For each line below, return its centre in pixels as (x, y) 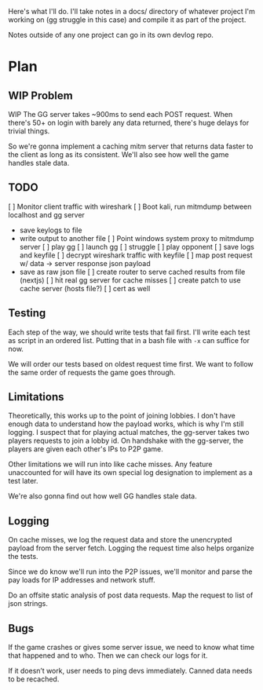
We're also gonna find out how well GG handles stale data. (103, 496)
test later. (23, 481)
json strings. (28, 604)
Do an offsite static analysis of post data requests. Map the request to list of (131, 595)
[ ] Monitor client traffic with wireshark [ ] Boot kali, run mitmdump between (130, 206)
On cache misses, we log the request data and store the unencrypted (120, 540)
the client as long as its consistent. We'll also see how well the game (119, 155)
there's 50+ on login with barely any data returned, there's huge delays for (129, 122)
